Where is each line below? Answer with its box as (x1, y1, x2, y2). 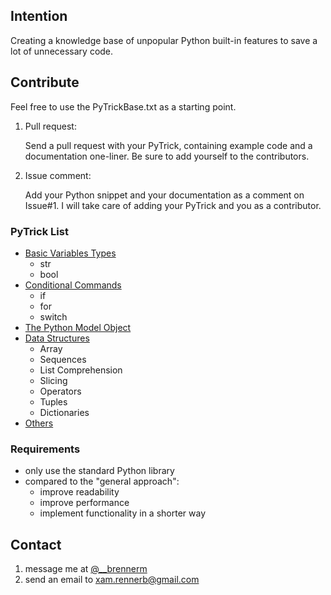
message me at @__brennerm (24, 563, 148, 575)
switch (39, 310, 68, 323)
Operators (39, 385, 82, 397)
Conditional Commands (24, 279, 122, 291)
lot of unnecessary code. (10, 45, 114, 57)
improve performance (39, 497, 130, 509)
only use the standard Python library (24, 465, 175, 477)
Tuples (39, 395, 68, 408)
